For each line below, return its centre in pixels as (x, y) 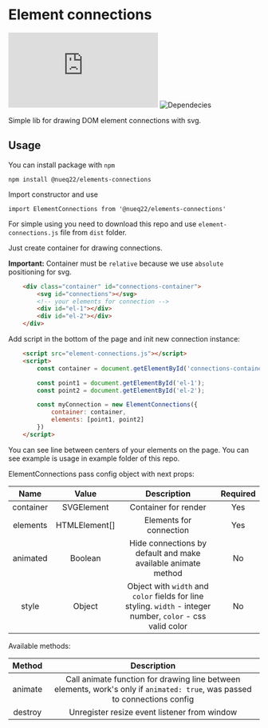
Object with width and (168, 586)
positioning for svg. (40, 272)
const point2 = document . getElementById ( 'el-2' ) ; (121, 390)
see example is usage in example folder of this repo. (94, 458)
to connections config (153, 699)
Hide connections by (168, 543)
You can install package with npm (62, 165)
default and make (168, 553)
